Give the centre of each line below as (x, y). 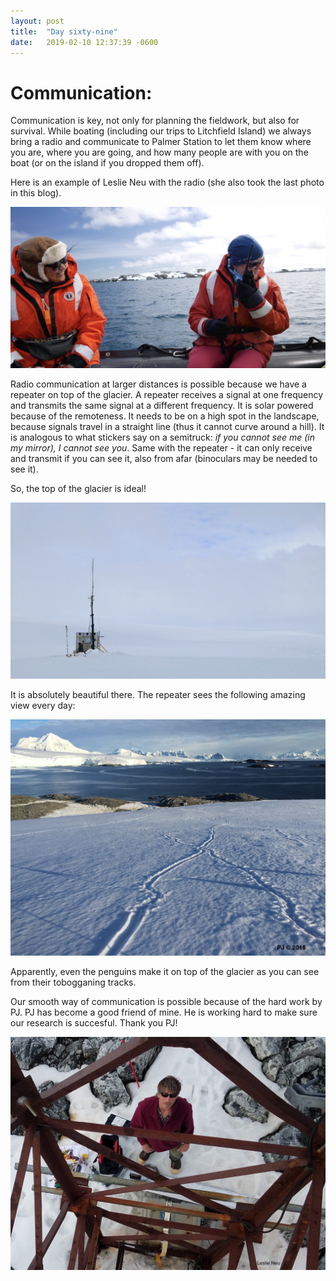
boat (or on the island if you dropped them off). (107, 163)
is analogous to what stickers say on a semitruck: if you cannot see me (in (163, 437)
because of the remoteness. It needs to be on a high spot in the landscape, (165, 416)
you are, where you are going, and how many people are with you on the (159, 152)
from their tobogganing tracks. (73, 982)
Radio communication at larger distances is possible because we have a (158, 384)
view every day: (43, 706)
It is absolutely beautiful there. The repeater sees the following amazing (158, 695)
